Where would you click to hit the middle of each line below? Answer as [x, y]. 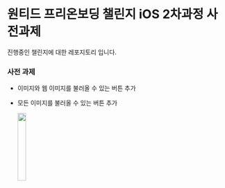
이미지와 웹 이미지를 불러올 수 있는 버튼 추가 [77, 88]
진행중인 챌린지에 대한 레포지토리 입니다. [62, 52]
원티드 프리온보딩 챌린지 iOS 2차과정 [106, 14]
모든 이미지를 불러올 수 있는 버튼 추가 [67, 103]
